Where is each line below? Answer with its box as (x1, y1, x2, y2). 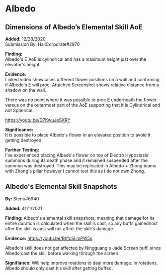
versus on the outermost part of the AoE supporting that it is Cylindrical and (5, 102, 161, 108)
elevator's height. (5, 62, 41, 67)
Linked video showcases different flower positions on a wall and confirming (5, 77, 160, 82)
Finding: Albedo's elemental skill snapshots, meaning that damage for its (5, 215, 155, 221)
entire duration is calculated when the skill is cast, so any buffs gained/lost (5, 220, 158, 226)
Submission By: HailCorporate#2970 (5, 41, 80, 47)
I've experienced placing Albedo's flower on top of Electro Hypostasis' (5, 152, 150, 158)
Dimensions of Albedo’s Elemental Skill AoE (5, 23, 143, 31)
